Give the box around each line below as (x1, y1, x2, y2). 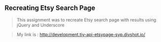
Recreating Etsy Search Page (4, 4, 96, 12)
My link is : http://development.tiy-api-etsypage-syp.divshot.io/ (16, 31, 146, 37)
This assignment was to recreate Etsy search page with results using (16, 17, 157, 22)
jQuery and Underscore (16, 22, 64, 28)
